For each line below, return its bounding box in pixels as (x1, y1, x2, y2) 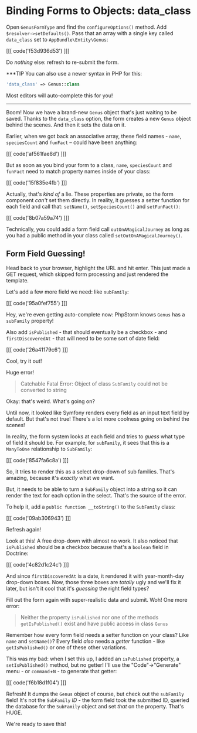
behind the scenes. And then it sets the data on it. (6, 121, 126, 128)
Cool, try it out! (6, 357, 42, 364)
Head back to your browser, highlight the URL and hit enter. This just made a (6, 264, 191, 271)
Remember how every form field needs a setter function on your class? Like (6, 631, 189, 638)
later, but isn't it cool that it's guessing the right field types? (6, 585, 150, 592)
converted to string (20, 386, 67, 393)
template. (6, 277, 29, 284)
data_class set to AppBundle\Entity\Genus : (6, 36, 108, 43)
